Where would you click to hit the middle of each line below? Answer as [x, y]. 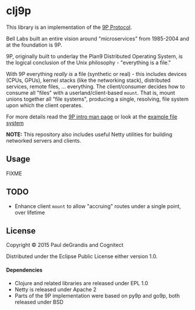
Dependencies [24, 270]
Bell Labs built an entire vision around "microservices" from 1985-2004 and [98, 38]
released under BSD [39, 302]
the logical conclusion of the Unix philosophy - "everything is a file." [89, 62]
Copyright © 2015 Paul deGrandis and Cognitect [65, 245]
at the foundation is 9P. [34, 45]
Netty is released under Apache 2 [55, 289]
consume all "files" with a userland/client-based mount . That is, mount [91, 93]
